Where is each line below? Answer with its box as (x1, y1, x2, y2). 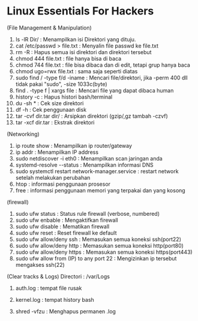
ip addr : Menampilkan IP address (15, 148, 98, 156)
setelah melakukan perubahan (15, 174, 91, 181)
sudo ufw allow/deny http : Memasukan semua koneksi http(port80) (15, 242, 184, 249)
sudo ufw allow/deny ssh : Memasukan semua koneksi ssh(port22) (15, 236, 182, 243)
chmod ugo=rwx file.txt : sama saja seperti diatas (15, 67, 138, 75)
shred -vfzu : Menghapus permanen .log (15, 308, 116, 315)
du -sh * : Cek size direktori (15, 99, 84, 106)
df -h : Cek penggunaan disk (15, 106, 86, 113)
